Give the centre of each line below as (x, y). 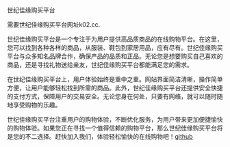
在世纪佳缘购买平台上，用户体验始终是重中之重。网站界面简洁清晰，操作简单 (115, 79)
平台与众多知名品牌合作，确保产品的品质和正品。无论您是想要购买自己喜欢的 (115, 56)
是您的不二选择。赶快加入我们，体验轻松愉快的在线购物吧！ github (100, 136)
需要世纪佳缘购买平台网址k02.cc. (54, 25)
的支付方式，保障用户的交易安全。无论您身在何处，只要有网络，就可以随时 (112, 96)
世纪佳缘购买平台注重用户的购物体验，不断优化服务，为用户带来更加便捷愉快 (115, 119)
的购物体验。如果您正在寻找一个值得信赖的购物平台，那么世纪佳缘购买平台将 (115, 128)
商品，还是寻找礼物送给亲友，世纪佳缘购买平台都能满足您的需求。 (100, 65)
